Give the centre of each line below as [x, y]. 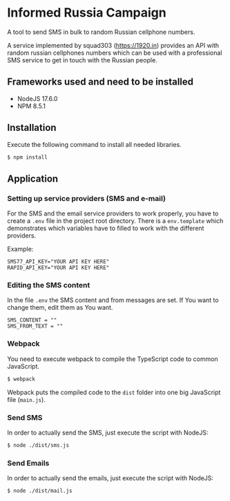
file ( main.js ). [27, 399]
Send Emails [28, 463]
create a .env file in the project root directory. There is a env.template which [115, 221]
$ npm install [28, 157]
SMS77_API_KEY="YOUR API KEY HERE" [58, 262]
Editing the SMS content [49, 285]
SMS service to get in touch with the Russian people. [82, 60]
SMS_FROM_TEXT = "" [35, 326]
